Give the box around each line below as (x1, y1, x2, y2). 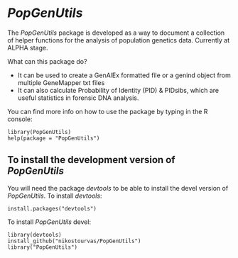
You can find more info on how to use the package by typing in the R (7, 107, 208, 116)
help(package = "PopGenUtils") (7, 135, 100, 142)
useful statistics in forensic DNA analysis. (17, 94, 139, 102)
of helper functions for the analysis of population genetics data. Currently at (7, 35, 230, 44)
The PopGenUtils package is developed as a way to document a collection (7, 28, 225, 37)
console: (7, 115, 33, 123)
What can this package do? (7, 57, 87, 65)
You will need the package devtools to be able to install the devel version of (7, 184, 229, 192)
